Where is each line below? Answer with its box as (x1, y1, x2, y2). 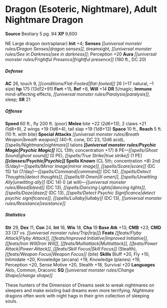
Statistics (5, 212, 26, 218)
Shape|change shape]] (5, 272, 53, 278)
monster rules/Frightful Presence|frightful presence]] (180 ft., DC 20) (5, 56, 147, 62)
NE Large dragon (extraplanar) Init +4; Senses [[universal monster (5, 40, 142, 46)
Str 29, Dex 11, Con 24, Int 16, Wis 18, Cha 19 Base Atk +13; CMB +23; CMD (5, 224, 162, 230)
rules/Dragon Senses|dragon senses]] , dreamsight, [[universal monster (5, 46, 152, 52)
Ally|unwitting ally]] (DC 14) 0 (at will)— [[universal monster (5, 179, 127, 185)
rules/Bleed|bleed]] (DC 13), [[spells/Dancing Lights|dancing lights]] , (5, 184, 146, 190)
